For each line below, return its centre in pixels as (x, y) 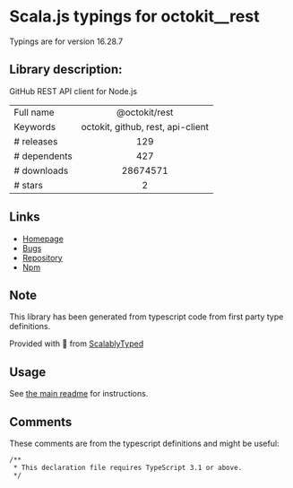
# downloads (41, 170)
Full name (34, 112)
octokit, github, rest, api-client (145, 126)
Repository (42, 257)
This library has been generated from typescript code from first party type (146, 317)
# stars (28, 185)
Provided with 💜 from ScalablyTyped (77, 344)
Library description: (66, 70)
